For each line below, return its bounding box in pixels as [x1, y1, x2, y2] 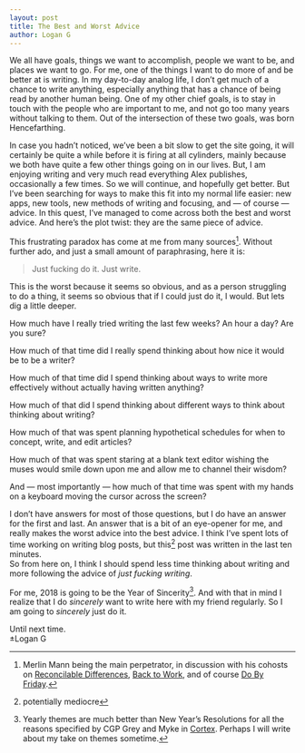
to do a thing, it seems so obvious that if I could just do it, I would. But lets [9, 291, 285, 302]
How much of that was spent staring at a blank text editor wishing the [9, 455, 270, 465]
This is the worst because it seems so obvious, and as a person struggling [9, 281, 287, 292]
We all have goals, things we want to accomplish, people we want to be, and [9, 55, 295, 66]
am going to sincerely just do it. [9, 606, 127, 617]
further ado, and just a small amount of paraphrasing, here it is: [9, 246, 245, 257]
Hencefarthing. [9, 122, 66, 133]
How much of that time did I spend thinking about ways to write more [9, 373, 268, 384]
